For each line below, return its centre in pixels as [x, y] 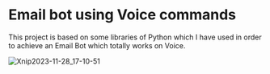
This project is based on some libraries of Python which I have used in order [135, 37]
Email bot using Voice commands [122, 15]
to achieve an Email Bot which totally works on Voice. [97, 45]
